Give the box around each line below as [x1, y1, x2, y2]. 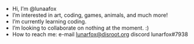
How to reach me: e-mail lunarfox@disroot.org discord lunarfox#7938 [12, 31, 188, 38]
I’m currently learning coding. [12, 18, 87, 25]
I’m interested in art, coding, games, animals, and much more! [12, 11, 168, 19]
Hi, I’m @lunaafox [12, 5, 57, 12]
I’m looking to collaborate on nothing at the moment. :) [12, 24, 149, 31]
